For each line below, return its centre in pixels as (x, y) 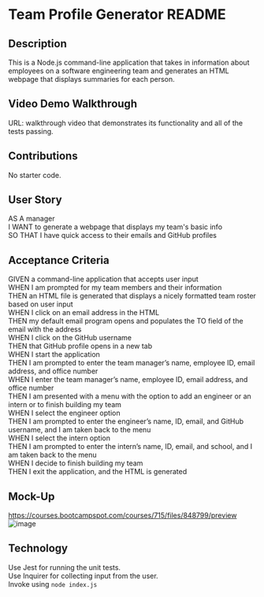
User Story (35, 200)
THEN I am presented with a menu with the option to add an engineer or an (130, 396)
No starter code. (35, 175)
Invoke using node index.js (53, 584)
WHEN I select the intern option (59, 438)
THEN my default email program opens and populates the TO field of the (126, 321)
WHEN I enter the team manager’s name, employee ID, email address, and (128, 380)
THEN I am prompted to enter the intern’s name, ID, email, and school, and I (130, 447)
